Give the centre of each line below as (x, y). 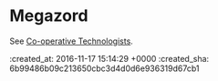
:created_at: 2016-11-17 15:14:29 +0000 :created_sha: (109, 58)
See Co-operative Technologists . (72, 41)
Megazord (49, 16)
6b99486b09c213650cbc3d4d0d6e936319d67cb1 (104, 68)
